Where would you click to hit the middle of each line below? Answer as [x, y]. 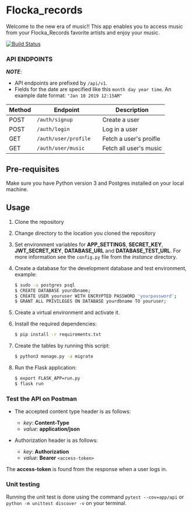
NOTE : [14, 72]
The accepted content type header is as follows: [73, 411]
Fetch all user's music [132, 148]
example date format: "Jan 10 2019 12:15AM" [68, 96]
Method [20, 110]
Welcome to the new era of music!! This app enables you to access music [95, 26]
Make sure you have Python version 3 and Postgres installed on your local [95, 183]
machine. [17, 189]
